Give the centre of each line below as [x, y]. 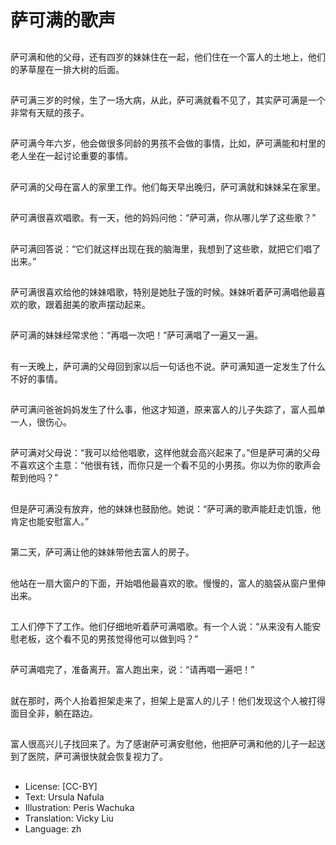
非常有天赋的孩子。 [50, 112]
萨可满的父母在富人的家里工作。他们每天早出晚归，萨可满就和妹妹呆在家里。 [168, 187]
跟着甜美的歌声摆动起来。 [97, 304]
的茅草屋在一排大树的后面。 [67, 69]
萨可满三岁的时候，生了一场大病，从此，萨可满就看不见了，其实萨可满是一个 [168, 100]
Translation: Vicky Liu [69, 818]
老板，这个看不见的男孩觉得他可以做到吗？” [108, 639]
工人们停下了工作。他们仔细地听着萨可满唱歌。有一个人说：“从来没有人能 [161, 627]
